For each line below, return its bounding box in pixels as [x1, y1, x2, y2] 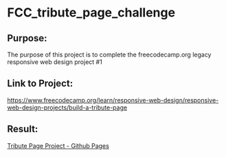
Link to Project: [7, 78, 74, 90]
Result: [7, 123, 38, 135]
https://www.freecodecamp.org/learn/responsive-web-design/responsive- [7, 96, 219, 104]
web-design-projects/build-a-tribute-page [7, 103, 128, 112]
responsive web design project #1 [7, 58, 103, 66]
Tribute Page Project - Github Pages [7, 141, 110, 149]
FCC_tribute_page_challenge [7, 5, 176, 21]
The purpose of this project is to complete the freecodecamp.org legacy [7, 50, 212, 59]
